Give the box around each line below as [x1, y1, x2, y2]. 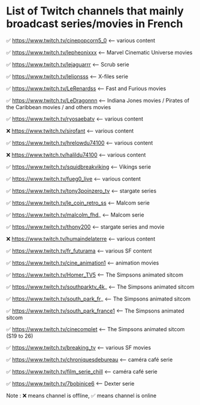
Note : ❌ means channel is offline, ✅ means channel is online [6, 392, 157, 399]
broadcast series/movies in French [6, 17, 183, 31]
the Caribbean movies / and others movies [6, 103, 111, 110]
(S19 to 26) [6, 332, 34, 340]
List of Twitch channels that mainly [6, 4, 184, 18]
